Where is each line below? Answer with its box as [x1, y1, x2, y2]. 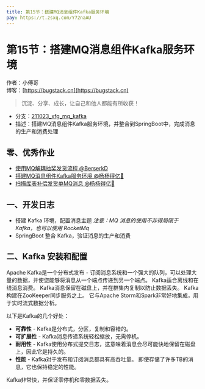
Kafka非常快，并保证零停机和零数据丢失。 [6, 376, 112, 384]
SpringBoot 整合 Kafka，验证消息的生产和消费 [15, 232, 131, 239]
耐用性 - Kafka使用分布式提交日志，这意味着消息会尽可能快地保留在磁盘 [15, 340, 196, 348]
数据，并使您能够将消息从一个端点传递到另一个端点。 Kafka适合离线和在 [16, 276, 199, 284]
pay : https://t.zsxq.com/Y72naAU [6, 15, 92, 21]
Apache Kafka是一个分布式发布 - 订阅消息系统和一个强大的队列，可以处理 [6, 268, 192, 276]
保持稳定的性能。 [36, 363, 80, 370]
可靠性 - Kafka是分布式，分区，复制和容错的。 [15, 325, 132, 332]
